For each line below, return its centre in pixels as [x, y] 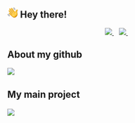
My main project [44, 95]
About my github [45, 54]
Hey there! [44, 15]
